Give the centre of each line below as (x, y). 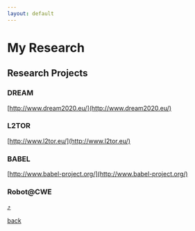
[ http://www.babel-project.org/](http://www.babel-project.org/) (98, 174)
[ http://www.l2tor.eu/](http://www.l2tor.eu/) (69, 141)
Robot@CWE (29, 192)
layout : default (31, 13)
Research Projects (48, 73)
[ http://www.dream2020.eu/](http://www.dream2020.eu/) (90, 108)
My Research (46, 47)
